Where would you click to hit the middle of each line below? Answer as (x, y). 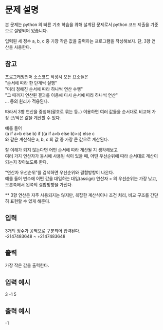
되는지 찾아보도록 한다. (27, 162)
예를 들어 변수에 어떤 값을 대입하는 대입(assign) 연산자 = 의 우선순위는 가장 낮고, (81, 178)
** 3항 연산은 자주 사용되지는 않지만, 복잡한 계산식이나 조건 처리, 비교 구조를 (77, 195)
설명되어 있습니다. (31, 30)
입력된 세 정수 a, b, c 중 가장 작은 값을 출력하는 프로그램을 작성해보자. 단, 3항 (78, 41)
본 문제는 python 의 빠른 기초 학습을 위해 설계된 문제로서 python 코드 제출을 (77, 24)
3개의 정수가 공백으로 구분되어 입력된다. (43, 231)
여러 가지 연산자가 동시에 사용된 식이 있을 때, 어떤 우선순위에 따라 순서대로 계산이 (81, 156)
